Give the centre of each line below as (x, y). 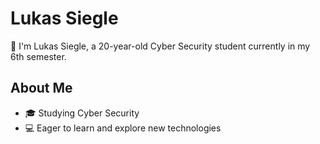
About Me (41, 88)
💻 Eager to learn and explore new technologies (123, 128)
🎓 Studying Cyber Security (82, 113)
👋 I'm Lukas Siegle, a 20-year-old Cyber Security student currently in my (160, 46)
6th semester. (38, 56)
